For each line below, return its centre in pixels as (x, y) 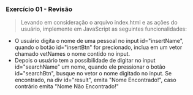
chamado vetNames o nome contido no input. (72, 54)
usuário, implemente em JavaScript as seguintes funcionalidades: (104, 29)
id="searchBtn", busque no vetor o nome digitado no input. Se (93, 74)
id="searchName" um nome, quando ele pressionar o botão (90, 67)
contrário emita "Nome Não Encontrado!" (66, 86)
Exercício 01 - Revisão (39, 9)
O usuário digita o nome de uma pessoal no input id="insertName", (99, 41)
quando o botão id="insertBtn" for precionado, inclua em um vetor (98, 47)
